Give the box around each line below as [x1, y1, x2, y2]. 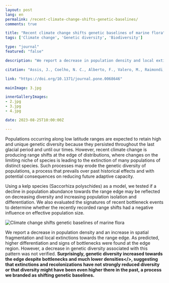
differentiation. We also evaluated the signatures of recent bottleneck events [5, 199, 163, 205]
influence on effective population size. [5, 209, 84, 216]
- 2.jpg [5, 99, 22, 104]
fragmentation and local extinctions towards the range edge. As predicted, [5, 235, 159, 241]
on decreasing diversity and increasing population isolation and [5, 193, 137, 199]
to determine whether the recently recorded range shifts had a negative [5, 204, 153, 210]
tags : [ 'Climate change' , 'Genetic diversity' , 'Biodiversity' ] [5, 35, 143, 40]
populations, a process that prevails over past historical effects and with [5, 168, 154, 174]
